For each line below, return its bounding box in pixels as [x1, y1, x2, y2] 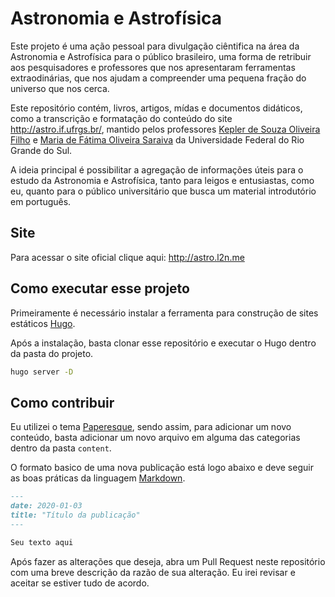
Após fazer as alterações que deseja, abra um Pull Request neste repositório [10, 555, 326, 567]
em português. [10, 195, 72, 207]
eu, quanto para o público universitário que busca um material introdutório [10, 185, 317, 197]
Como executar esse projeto [10, 280, 190, 297]
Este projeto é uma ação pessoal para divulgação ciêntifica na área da [10, 40, 300, 52]
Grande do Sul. [10, 144, 73, 156]
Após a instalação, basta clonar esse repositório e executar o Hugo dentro [10, 337, 317, 349]
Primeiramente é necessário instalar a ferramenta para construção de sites [10, 307, 319, 319]
